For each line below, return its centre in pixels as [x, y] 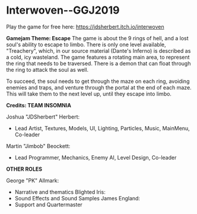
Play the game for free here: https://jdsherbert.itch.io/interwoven [85, 27]
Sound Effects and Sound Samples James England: [77, 198]
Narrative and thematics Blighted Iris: [60, 192]
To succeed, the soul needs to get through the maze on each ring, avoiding [98, 81]
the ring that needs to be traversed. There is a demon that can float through [99, 63]
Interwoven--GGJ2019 [63, 10]
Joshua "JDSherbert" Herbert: [43, 117]
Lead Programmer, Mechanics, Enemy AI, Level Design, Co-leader [96, 157]
